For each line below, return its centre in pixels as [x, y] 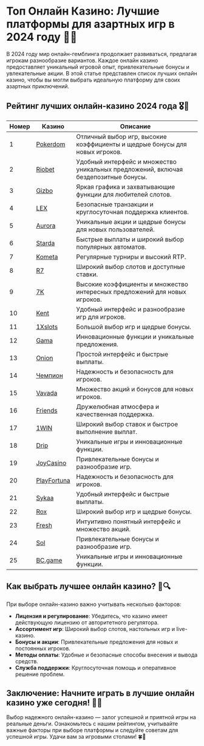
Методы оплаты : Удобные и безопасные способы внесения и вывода [106, 655]
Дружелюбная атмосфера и [118, 406]
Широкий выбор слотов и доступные [131, 267]
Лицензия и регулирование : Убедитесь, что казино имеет [91, 616]
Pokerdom [51, 144]
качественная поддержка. [115, 414]
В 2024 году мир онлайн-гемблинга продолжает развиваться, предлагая [102, 54]
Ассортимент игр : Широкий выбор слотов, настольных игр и [95, 629]
